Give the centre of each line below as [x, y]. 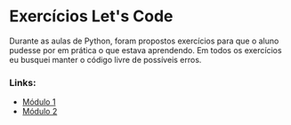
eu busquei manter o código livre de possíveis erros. [105, 59]
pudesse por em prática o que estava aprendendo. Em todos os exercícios [145, 50]
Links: [23, 82]
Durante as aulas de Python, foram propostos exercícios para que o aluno [144, 41]
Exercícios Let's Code [91, 16]
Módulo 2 [40, 112]
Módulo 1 [39, 102]
